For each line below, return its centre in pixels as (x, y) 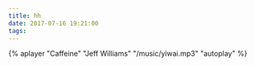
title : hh (25, 16)
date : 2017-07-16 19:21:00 (53, 23)
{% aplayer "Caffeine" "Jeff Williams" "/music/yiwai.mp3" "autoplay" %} (128, 54)
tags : (17, 31)
